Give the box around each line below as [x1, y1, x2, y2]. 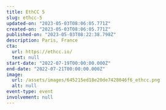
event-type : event [6, 89, 53, 95]
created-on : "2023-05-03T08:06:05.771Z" [6, 26, 111, 32]
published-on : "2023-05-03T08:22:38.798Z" [6, 32, 116, 38]
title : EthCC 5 [6, 9, 45, 15]
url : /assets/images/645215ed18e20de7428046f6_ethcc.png [12, 77, 160, 83]
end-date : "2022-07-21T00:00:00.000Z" [6, 65, 105, 72]
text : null [12, 54, 40, 61]
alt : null [12, 83, 37, 89]
